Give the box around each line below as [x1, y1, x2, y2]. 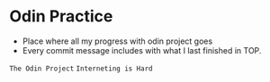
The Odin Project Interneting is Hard [9, 64, 153, 73]
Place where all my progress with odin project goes [22, 36, 213, 46]
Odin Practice [9, 6, 113, 27]
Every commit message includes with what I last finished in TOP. [22, 45, 262, 55]
